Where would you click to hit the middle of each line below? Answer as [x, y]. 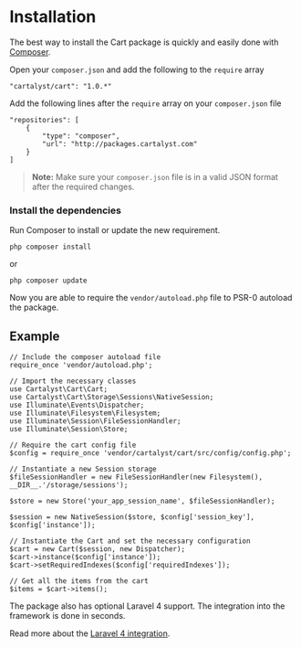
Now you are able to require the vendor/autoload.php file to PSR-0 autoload [151, 298]
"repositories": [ [44, 120]
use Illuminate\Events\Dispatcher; [77, 405]
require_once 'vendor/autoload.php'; [81, 366]
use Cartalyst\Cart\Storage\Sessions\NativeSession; [112, 398]
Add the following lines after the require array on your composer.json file [145, 103]
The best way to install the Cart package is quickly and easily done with [144, 42]
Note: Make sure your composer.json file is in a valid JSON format [155, 176]
